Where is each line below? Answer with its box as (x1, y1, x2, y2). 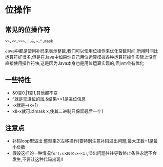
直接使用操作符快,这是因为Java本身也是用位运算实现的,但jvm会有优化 (5, 60, 144, 66)
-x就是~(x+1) (12, 102, 38, 108)
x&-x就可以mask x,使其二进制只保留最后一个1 (12, 108, 103, 114)
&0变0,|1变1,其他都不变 (12, 90, 58, 95)
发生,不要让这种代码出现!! (12, 156, 63, 162)
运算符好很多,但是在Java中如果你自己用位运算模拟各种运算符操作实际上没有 (5, 54, 157, 60)
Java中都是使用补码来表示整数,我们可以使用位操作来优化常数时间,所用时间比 (5, 48, 159, 54)
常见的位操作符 (5, 25, 50, 34)
